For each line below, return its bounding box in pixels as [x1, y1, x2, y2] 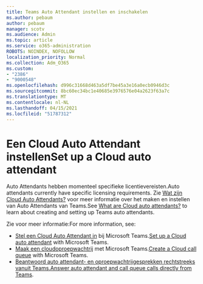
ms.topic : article [6, 37, 53, 43]
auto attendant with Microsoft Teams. [15, 238, 109, 246]
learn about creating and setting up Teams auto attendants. [6, 209, 155, 216]
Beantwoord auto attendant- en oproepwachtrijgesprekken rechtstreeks [15, 258, 196, 265]
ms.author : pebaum [6, 15, 53, 21]
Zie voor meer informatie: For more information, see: [6, 220, 136, 228]
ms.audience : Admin [6, 32, 56, 38]
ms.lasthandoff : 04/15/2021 [6, 105, 78, 111]
